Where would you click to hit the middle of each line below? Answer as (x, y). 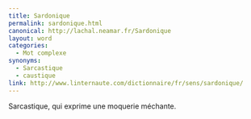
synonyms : (25, 61)
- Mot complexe (41, 53)
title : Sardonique (39, 16)
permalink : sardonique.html (56, 23)
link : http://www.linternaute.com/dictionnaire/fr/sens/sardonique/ (126, 83)
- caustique (36, 76)
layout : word (30, 38)
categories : (28, 46)
